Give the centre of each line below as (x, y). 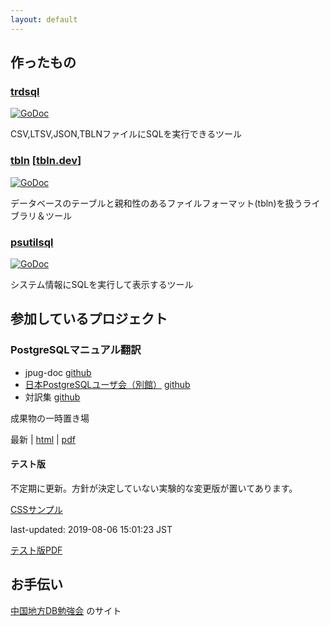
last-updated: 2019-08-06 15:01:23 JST (91, 529)
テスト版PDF (36, 550)
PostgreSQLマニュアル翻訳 (76, 350)
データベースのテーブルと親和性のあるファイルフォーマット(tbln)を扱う (156, 203)
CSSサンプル (36, 509)
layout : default (44, 19)
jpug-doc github (58, 372)
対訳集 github (52, 397)
